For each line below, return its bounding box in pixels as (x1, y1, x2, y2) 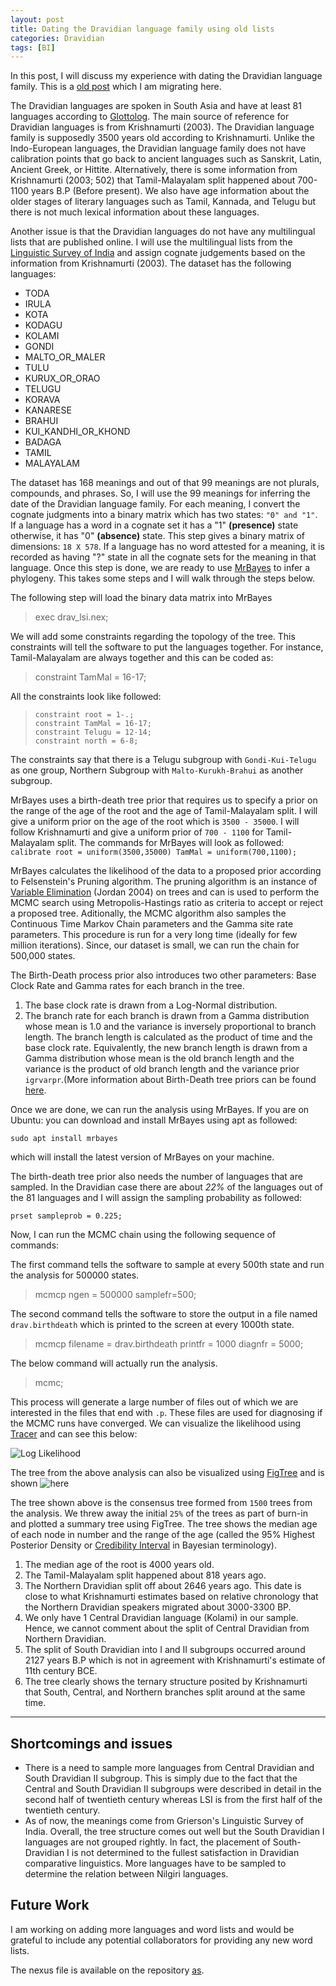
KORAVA (24, 394, 61, 406)
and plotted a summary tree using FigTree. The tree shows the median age (10, 1518, 318, 1530)
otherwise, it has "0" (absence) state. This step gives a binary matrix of (10, 530, 306, 542)
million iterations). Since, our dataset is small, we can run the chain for (10, 939, 300, 951)
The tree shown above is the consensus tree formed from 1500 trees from (10, 1497, 313, 1509)
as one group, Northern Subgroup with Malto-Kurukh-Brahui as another (10, 764, 304, 776)
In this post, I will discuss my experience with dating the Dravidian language (10, 70, 323, 82)
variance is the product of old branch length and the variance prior (24, 1063, 300, 1075)
